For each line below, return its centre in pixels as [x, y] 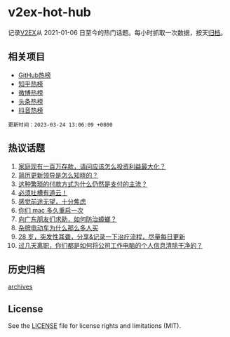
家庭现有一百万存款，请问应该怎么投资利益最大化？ [92, 166]
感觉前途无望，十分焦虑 [52, 201]
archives [20, 287]
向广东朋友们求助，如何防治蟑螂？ [67, 219]
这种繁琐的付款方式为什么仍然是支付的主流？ [83, 184]
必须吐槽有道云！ [43, 192]
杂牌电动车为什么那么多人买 [58, 227]
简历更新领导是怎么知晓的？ [58, 175]
